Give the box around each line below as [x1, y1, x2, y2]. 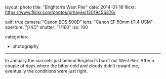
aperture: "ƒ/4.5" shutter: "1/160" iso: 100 [5, 24, 88, 30]
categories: [5, 34, 28, 39]
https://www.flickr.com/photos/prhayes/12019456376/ [5, 9, 116, 15]
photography [12, 43, 39, 49]
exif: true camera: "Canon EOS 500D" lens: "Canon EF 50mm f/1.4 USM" [5, 19, 153, 25]
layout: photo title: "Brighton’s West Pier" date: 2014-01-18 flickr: [5, 4, 136, 10]
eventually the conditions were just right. [5, 68, 88, 74]
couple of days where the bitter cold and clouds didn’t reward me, [5, 63, 140, 69]
